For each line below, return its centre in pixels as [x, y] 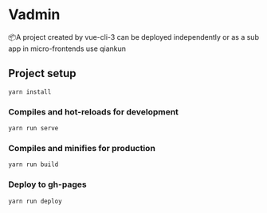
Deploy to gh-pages [47, 184]
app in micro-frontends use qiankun [67, 48]
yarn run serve [33, 129]
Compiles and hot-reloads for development [94, 111]
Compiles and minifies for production [82, 148]
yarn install [30, 92]
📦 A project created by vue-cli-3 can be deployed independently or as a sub [133, 37]
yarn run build [33, 165]
